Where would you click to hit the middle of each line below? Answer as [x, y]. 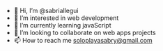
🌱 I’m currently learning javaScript [62, 25]
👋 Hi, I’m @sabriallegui [46, 11]
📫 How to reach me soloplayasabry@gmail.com [83, 40]
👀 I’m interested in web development [66, 18]
